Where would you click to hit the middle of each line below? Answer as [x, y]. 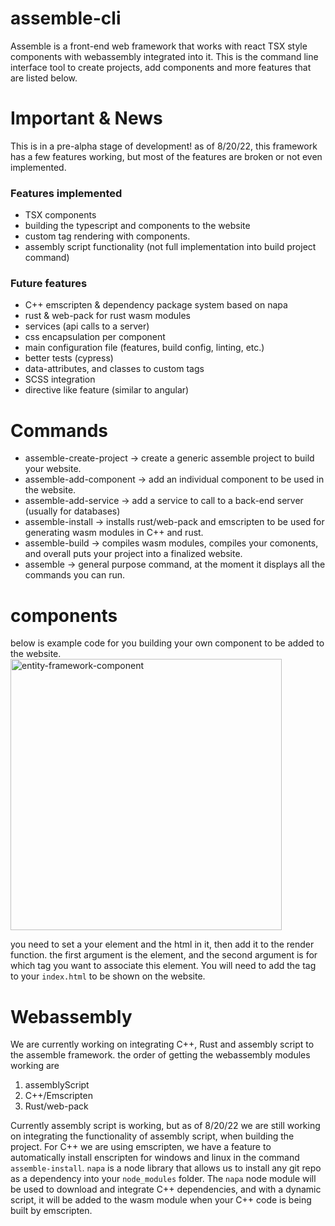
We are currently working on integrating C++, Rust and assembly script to [162, 1044]
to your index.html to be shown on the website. [108, 976]
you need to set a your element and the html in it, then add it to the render [162, 944]
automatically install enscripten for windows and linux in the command [155, 1158]
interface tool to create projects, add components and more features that [161, 67]
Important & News [86, 118]
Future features [49, 284]
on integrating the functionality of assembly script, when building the [152, 1136]
